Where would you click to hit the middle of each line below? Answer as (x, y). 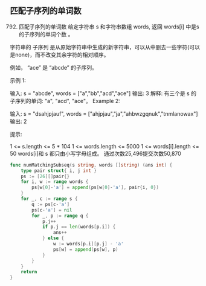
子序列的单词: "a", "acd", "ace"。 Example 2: (65, 101)
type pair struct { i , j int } (59, 171)
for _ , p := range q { (60, 216)
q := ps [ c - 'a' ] (51, 204)
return (29, 272)
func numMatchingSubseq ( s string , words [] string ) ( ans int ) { (91, 165)
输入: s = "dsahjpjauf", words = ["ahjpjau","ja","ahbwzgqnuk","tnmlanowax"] (104, 113)
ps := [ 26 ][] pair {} (45, 176)
